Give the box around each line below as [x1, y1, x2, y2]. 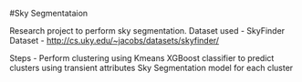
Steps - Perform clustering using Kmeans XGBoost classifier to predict [9, 53, 275, 63]
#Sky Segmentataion [9, 8, 89, 18]
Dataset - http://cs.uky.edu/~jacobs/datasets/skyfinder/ [9, 36, 220, 46]
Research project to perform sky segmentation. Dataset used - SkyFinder [9, 26, 286, 36]
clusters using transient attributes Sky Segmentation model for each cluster [9, 63, 294, 73]
